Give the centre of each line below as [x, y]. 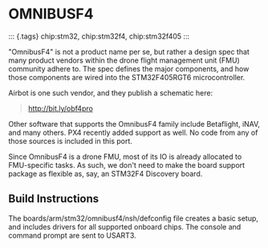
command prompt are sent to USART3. [72, 235]
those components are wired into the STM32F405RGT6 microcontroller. [127, 77]
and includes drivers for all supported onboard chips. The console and [125, 226]
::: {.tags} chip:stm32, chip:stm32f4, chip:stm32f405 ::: [99, 36]
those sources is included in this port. [70, 140]
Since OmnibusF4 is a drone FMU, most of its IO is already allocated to [125, 157]
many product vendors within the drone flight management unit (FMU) [124, 60]
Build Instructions [54, 199]
